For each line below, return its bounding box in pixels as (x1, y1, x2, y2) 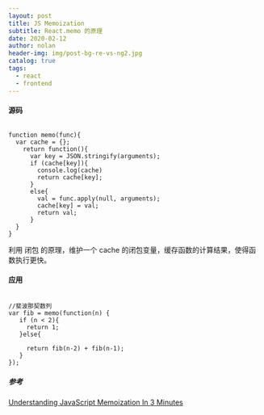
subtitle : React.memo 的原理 (8, 27, 103, 35)
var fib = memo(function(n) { (8, 308, 111, 317)
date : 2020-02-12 (8, 34, 67, 43)
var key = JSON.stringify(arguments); (29, 152, 161, 160)
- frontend (15, 79, 52, 87)
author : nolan (8, 42, 57, 50)
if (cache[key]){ (29, 159, 89, 167)
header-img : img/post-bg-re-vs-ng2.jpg (8, 49, 143, 57)
